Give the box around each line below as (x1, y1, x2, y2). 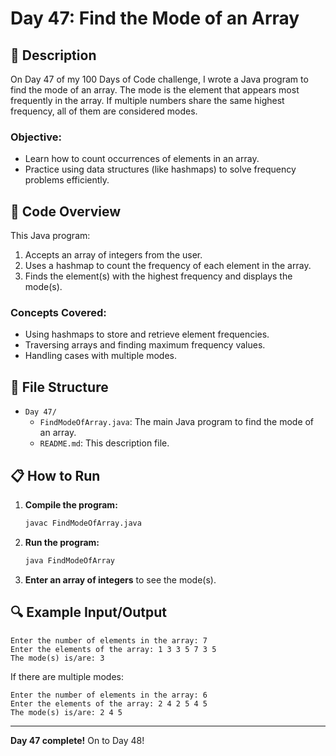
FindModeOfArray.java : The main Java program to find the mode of (39, 416, 315, 428)
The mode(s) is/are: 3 (10, 653, 105, 663)
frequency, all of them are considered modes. (10, 105, 198, 117)
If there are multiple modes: (10, 670, 125, 682)
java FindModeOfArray (24, 555, 115, 566)
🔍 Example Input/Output (10, 604, 167, 621)
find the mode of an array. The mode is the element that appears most (10, 84, 300, 96)
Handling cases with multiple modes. (24, 350, 177, 362)
